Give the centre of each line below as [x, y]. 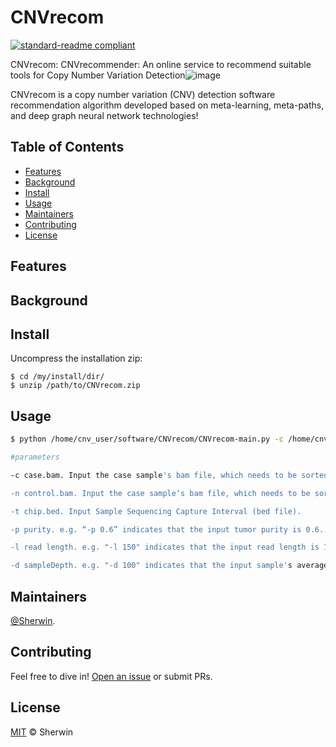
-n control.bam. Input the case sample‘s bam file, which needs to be [160, 493]
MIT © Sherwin [42, 732]
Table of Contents [67, 147]
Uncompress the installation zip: [76, 358]
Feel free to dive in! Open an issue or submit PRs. [111, 676]
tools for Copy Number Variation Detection [98, 75]
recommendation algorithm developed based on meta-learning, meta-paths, [167, 105]
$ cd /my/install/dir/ [57, 377]
